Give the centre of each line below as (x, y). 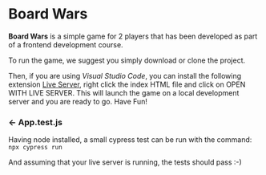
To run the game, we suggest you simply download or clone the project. (127, 60)
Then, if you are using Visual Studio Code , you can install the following (125, 75)
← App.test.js (35, 122)
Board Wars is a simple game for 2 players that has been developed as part (133, 36)
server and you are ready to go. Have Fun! (78, 101)
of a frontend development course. (66, 44)
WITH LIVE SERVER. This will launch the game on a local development (124, 92)
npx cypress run (35, 148)
